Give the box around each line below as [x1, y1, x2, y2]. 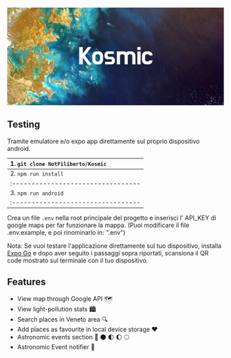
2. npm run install [10, 169, 64, 178]
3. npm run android [10, 189, 64, 197]
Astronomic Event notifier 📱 [16, 343, 95, 351]
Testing [7, 118, 41, 131]
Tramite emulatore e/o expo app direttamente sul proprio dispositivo [7, 137, 200, 145]
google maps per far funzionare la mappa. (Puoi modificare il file [7, 221, 190, 229]
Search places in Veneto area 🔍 [16, 315, 108, 324]
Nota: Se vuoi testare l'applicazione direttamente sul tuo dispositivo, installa [7, 242, 222, 250]
